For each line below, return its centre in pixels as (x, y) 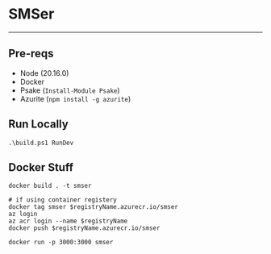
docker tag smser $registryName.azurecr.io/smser (94, 207)
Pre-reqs (31, 54)
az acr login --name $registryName (68, 221)
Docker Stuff (41, 167)
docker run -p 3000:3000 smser (61, 243)
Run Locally (38, 125)
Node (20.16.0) (44, 73)
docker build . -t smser (50, 186)
